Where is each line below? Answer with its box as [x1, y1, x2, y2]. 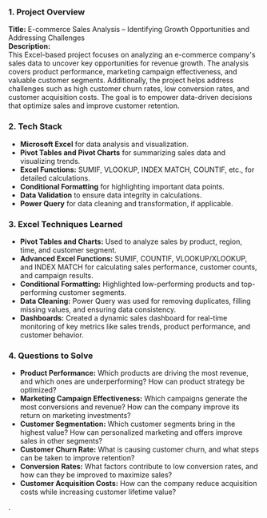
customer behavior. [19, 330, 84, 340]
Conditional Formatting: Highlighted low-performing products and [19, 279, 240, 289]
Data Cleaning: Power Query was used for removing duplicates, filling [19, 296, 251, 305]
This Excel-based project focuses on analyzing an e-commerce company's [8, 50, 256, 60]
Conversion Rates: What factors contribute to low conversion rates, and [19, 462, 258, 472]
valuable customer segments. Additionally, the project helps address [8, 75, 234, 86]
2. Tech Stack [8, 121, 62, 132]
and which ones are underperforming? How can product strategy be [19, 377, 245, 386]
